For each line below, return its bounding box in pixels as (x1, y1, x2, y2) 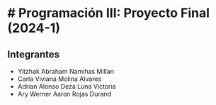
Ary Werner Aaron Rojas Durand (17, 90, 112, 98)
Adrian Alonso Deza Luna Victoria (17, 82, 116, 90)
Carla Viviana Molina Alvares (17, 74, 102, 83)
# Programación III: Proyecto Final (7, 5, 210, 21)
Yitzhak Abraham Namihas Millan (17, 67, 115, 75)
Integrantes (7, 48, 60, 60)
